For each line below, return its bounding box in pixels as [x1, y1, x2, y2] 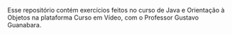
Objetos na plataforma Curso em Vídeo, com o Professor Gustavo [7, 13, 199, 22]
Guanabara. [7, 21, 42, 29]
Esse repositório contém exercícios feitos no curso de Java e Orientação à [7, 6, 225, 14]
